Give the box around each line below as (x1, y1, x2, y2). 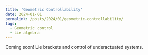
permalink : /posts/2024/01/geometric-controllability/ (5, 16, 124, 21)
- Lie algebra (10, 30, 40, 35)
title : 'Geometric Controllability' (5, 7, 83, 12)
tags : (5, 21, 17, 26)
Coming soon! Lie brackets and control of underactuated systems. (5, 44, 143, 50)
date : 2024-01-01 (5, 12, 42, 17)
